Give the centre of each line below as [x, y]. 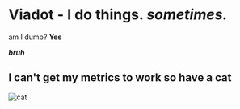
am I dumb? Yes [35, 37]
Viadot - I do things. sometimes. [118, 15]
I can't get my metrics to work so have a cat [120, 78]
